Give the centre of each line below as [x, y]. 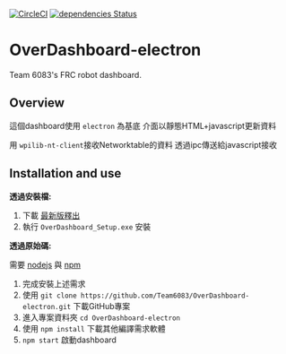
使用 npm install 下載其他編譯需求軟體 [94, 328]
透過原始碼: [30, 246]
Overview [37, 103]
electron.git [47, 307]
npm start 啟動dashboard [69, 340]
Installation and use [65, 173]
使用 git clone [50, 295]
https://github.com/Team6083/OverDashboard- [165, 296]
